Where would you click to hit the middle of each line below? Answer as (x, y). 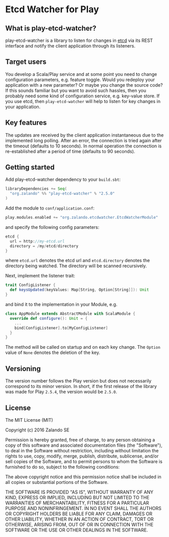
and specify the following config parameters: (52, 227)
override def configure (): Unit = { (49, 318)
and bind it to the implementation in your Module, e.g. (61, 304)
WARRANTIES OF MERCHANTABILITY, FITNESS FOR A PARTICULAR (77, 503)
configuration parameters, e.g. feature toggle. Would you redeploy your (80, 80)
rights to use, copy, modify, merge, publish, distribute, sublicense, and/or (82, 456)
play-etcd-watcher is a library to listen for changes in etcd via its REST (79, 40)
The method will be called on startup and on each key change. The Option (83, 347)
